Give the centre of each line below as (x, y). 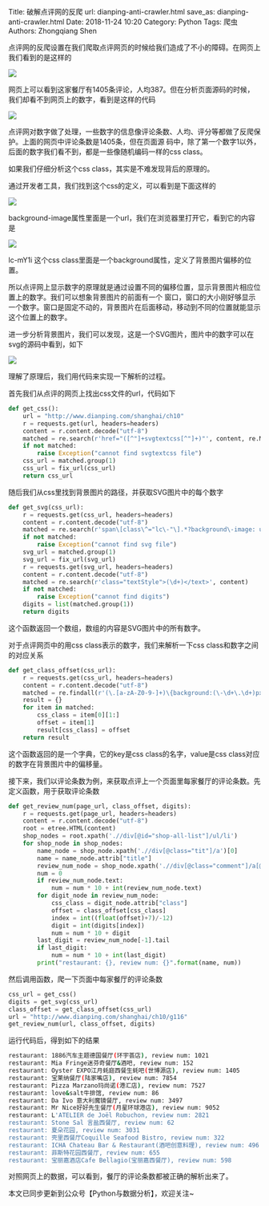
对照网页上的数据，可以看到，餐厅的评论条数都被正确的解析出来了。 (120, 1176)
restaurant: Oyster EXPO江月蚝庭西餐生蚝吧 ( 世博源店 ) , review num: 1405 (124, 1070)
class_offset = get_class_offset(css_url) (80, 1009)
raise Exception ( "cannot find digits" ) (104, 597)
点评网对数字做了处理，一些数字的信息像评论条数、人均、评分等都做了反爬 (131, 132)
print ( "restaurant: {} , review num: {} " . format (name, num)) (139, 963)
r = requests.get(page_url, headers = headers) (100, 814)
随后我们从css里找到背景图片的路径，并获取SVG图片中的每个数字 (116, 492)
